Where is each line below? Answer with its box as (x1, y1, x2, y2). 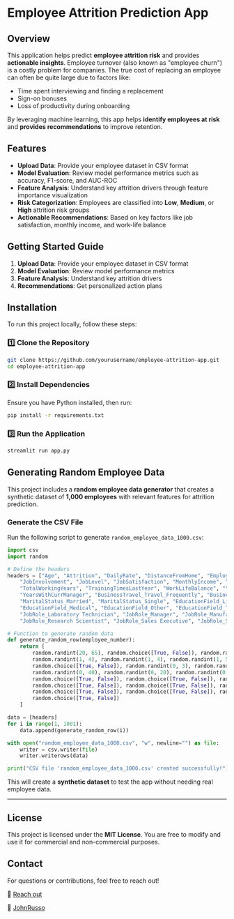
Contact (7, 858, 43, 869)
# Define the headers (7, 565, 70, 572)
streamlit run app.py (7, 447, 70, 454)
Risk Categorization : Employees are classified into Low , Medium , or (17, 198, 214, 206)
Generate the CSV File (7, 517, 84, 527)
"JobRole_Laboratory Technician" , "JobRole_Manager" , (19, 611, 179, 618)
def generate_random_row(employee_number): (7, 637, 136, 644)
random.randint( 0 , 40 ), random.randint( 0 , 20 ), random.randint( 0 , (32, 669, 229, 676)
